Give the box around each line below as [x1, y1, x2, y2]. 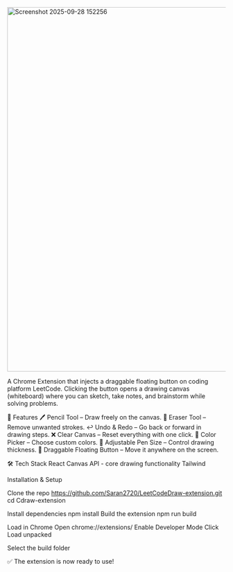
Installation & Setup [7, 476, 62, 483]
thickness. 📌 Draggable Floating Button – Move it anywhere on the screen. [7, 446, 219, 454]
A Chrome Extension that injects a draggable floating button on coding [7, 377, 209, 385]
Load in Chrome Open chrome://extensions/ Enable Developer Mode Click [7, 523, 219, 531]
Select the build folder [7, 544, 71, 552]
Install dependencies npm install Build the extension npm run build [7, 510, 197, 518]
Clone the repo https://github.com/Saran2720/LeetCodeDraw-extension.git [7, 489, 223, 497]
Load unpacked [7, 530, 52, 539]
